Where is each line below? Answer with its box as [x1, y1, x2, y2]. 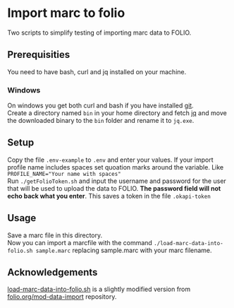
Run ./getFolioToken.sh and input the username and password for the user [7, 177, 227, 185]
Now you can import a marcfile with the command [7, 238, 153, 247]
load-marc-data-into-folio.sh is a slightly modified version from [7, 285, 191, 294]
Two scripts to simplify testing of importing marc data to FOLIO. [7, 28, 192, 37]
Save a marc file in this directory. [7, 231, 103, 239]
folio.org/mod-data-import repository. [7, 292, 117, 301]
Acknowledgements [7, 266, 98, 278]
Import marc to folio [7, 5, 125, 21]
